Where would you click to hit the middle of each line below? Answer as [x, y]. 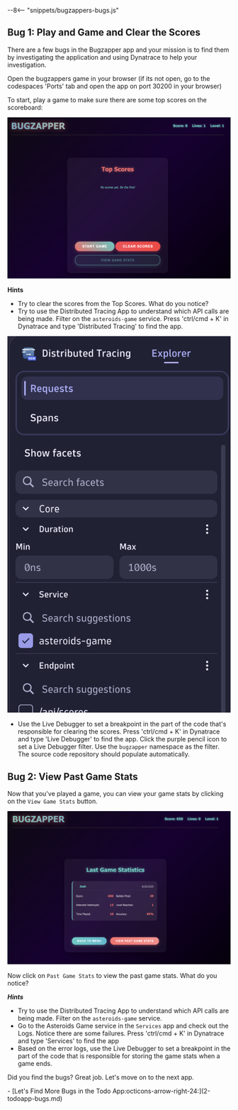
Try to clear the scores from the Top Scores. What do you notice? [113, 303]
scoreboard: [25, 107]
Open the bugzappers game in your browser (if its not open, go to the [109, 78]
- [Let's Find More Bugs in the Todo [59, 1091]
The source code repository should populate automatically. [103, 754]
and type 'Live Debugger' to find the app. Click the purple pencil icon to [122, 739]
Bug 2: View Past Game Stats [73, 777]
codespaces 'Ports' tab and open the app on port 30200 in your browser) [114, 86]
